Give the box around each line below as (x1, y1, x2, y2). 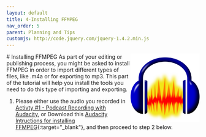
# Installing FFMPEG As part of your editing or (6, 53, 123, 61)
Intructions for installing (15, 117, 75, 125)
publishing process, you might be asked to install (6, 60, 130, 67)
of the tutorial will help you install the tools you (6, 80, 124, 87)
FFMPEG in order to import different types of (6, 66, 120, 73)
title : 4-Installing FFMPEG (6, 16, 78, 23)
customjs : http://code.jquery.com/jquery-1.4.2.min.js (6, 35, 150, 42)
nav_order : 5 (6, 23, 40, 29)
